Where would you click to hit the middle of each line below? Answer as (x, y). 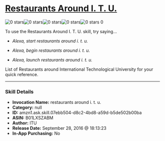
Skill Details (19, 92)
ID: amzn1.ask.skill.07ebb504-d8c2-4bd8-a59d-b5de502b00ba (77, 113)
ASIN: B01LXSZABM (33, 118)
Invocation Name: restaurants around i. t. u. (57, 102)
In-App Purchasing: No (36, 133)
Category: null (27, 107)
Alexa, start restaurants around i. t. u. (50, 41)
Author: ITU (24, 123)
